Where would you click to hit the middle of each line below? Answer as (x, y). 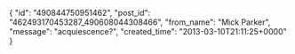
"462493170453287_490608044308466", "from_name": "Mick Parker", (140, 22)
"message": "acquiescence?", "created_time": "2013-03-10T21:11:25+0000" (148, 31)
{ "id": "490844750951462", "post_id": (80, 13)
